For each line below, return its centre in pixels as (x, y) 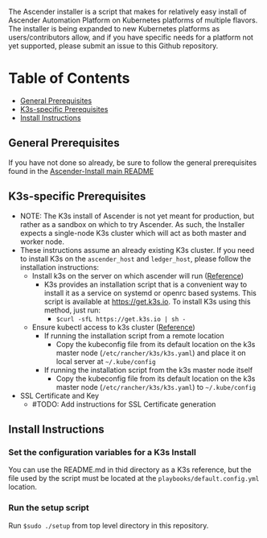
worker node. (42, 242)
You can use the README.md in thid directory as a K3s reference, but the (130, 470)
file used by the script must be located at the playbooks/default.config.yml (134, 478)
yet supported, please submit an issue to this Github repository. (113, 46)
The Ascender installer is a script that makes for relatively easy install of (127, 12)
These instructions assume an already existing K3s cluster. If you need (137, 250)
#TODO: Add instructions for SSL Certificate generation (124, 404)
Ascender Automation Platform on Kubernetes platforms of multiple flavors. (133, 20)
